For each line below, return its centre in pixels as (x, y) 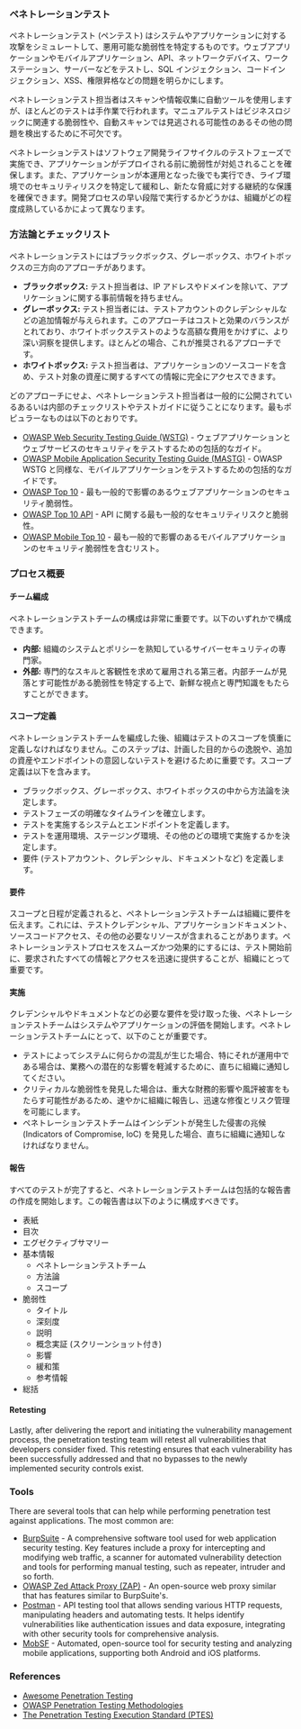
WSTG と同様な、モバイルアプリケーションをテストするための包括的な (153, 469)
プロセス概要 (37, 574)
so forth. (38, 1577)
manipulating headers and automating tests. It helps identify (133, 1615)
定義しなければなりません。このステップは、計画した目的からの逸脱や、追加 (151, 748)
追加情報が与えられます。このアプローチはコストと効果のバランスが (164, 320)
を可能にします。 (53, 1112)
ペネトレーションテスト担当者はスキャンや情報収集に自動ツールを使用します (151, 100)
